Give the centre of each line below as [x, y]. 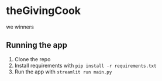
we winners [20, 27]
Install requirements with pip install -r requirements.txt [85, 65]
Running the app [37, 45]
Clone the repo [32, 59]
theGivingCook [43, 11]
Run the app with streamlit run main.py [63, 72]
